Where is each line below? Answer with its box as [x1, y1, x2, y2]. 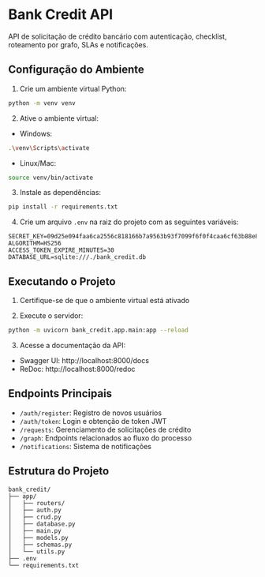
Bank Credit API [8, 6, 114, 24]
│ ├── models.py [8, 534, 69, 541]
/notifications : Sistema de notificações [19, 441, 152, 451]
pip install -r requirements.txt [8, 203, 118, 211]
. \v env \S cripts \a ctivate [8, 144, 90, 152]
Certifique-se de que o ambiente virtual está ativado [19, 296, 190, 305]
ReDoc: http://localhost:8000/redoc [19, 364, 136, 373]
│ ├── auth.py [8, 506, 62, 514]
